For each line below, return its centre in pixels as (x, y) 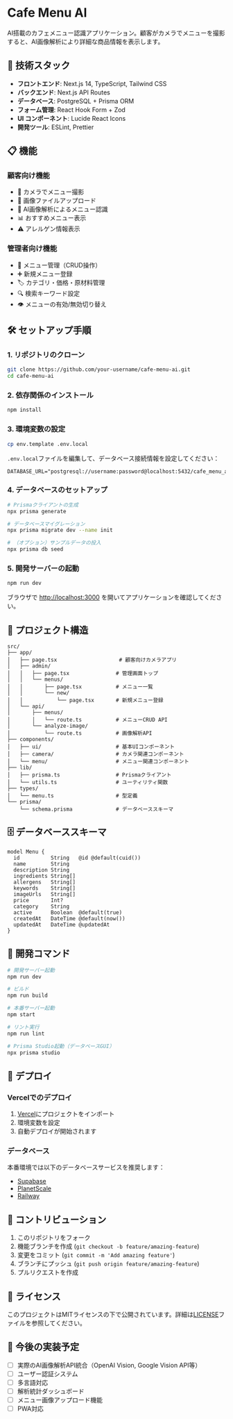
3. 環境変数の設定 (36, 429)
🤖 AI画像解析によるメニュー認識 (62, 209)
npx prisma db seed (35, 549)
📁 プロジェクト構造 (48, 630)
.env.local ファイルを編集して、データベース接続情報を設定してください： (113, 458)
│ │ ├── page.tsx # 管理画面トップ (83, 674)
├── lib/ (20, 768)
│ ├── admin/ (29, 666)
